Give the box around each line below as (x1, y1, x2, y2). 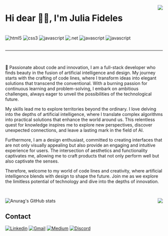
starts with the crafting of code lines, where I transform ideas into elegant (5, 75, 156, 81)
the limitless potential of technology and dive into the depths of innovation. (5, 178, 159, 184)
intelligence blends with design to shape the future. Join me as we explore (5, 173, 158, 179)
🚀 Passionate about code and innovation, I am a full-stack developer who (5, 64, 156, 70)
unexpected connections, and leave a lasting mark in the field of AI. (5, 127, 144, 133)
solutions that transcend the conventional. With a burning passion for (5, 80, 147, 86)
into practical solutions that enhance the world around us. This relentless (5, 116, 155, 122)
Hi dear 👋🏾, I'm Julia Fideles (5, 12, 123, 24)
